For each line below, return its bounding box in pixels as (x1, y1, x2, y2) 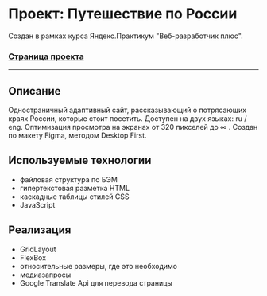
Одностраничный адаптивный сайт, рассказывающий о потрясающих (8, 105, 247, 115)
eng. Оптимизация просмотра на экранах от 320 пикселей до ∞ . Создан (8, 123, 258, 132)
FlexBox (19, 252, 46, 263)
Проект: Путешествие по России (8, 5, 238, 23)
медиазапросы (19, 270, 72, 279)
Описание (8, 84, 61, 98)
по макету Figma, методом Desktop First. (8, 130, 147, 140)
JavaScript (19, 200, 56, 209)
